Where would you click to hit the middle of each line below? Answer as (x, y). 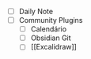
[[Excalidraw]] (53, 47)
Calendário (49, 29)
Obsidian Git (51, 38)
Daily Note (36, 11)
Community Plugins (51, 20)
